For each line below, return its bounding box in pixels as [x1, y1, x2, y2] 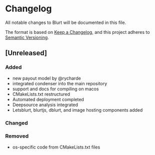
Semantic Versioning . [5, 34, 49, 40]
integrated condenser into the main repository [12, 80, 107, 86]
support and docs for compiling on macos [12, 86, 99, 92]
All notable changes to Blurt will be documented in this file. [5, 19, 126, 25]
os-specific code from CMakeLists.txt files [12, 144, 100, 150]
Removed [5, 133, 29, 140]
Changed [5, 119, 28, 126]
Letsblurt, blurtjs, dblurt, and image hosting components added [12, 107, 143, 113]
